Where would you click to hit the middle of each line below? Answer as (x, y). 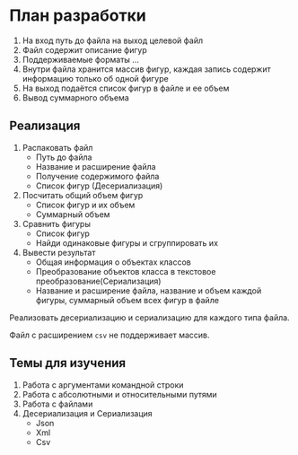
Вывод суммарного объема (76, 97)
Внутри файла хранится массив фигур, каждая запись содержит (146, 69)
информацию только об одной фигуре (95, 78)
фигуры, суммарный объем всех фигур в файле (127, 300)
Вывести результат (59, 252)
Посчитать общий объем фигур (83, 195)
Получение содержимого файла (97, 176)
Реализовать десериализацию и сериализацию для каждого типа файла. (149, 317)
